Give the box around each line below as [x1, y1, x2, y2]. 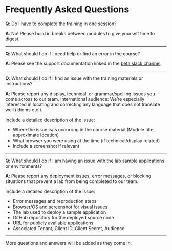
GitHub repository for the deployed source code [12, 214, 114, 220]
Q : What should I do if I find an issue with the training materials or [5, 75, 143, 81]
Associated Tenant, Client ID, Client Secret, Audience [12, 225, 125, 231]
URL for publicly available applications [12, 220, 94, 226]
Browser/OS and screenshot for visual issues [12, 203, 108, 210]
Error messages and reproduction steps [12, 198, 97, 204]
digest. [5, 36, 20, 42]
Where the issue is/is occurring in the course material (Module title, [12, 126, 155, 132]
